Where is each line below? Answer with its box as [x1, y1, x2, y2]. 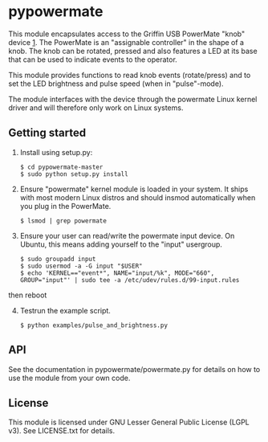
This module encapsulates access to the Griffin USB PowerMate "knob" [8, 29, 246, 39]
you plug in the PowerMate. [19, 201, 112, 211]
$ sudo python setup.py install [19, 170, 128, 178]
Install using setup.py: [19, 147, 93, 157]
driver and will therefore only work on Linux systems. [8, 103, 184, 113]
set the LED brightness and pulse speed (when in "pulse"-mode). [8, 79, 224, 88]
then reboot [8, 290, 47, 300]
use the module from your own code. [8, 373, 131, 383]
